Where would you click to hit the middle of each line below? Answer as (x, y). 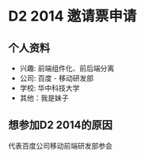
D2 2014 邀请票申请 (72, 16)
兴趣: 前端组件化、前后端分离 (67, 68)
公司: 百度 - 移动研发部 (57, 78)
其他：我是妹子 (44, 98)
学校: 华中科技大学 (50, 88)
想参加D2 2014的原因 (61, 125)
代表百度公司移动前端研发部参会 (60, 145)
